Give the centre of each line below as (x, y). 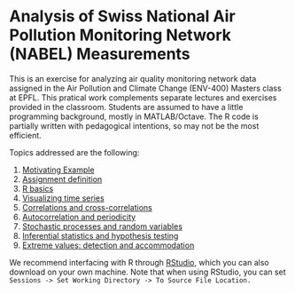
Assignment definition (62, 179)
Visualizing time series (63, 198)
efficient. (25, 135)
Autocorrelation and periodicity (79, 217)
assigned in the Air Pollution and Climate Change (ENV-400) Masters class (145, 88)
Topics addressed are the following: (74, 152)
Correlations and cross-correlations (87, 207)
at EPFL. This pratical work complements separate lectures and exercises (143, 97)
